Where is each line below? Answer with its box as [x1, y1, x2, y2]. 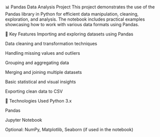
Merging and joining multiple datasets [5, 69, 82, 75]
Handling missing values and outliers [5, 50, 80, 56]
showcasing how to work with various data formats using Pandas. [5, 22, 140, 27]
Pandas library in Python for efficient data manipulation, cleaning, [5, 11, 139, 17]
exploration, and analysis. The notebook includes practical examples [5, 16, 145, 22]
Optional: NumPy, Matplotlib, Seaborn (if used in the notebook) [5, 127, 134, 132]
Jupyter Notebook [5, 117, 43, 123]
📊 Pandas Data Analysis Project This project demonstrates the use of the [5, 4, 155, 10]
